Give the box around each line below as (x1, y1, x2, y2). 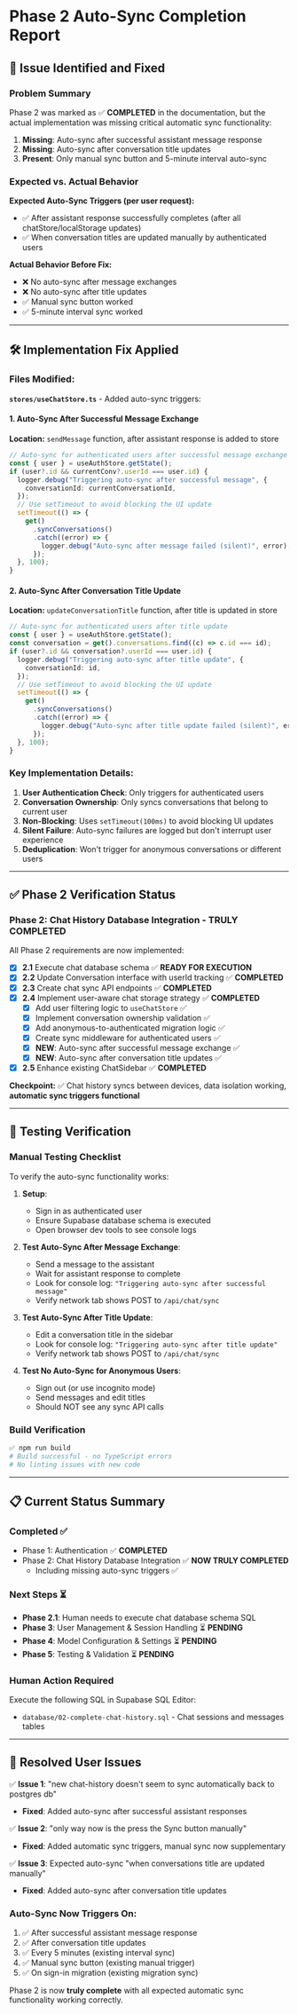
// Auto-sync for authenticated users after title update (9, 622, 228, 631)
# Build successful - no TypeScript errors (9, 1451, 173, 1461)
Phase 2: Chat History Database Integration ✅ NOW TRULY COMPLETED (21, 1555, 289, 1566)
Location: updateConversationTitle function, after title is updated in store (9, 605, 278, 616)
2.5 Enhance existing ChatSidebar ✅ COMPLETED (21, 1062, 207, 1073)
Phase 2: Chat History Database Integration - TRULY (9, 914, 239, 926)
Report (9, 25, 60, 45)
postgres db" (9, 1789, 58, 1799)
